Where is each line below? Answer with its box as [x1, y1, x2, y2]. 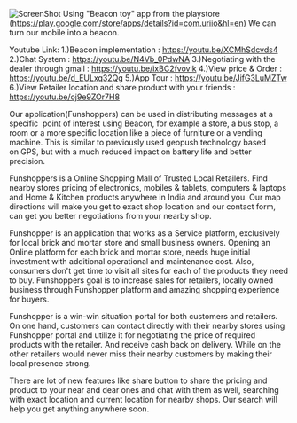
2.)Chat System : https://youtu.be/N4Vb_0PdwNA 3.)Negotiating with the [9, 54, 276, 64]
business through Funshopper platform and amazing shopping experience [9, 285, 280, 294]
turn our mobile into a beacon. [9, 27, 120, 37]
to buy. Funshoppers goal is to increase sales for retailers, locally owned [9, 275, 274, 286]
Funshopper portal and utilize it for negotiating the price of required [9, 330, 255, 341]
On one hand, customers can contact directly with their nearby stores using [9, 320, 285, 331]
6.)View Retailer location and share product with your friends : [9, 82, 236, 92]
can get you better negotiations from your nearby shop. [9, 211, 212, 221]
